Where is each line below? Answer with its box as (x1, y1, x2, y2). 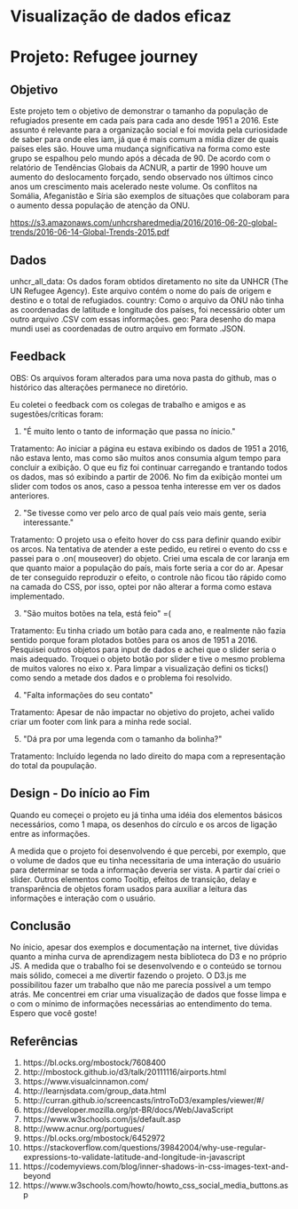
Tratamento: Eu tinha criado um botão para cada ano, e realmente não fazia (10, 624, 286, 636)
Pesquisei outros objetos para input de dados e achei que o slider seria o (10, 644, 277, 655)
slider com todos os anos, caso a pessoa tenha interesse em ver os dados (10, 481, 281, 491)
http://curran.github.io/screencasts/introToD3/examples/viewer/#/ (22, 1095, 265, 1106)
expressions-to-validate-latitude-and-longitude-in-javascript (22, 1152, 246, 1163)
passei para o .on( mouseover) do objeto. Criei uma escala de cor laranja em (10, 553, 290, 563)
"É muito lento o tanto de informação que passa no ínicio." (22, 426, 236, 436)
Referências (10, 1033, 79, 1049)
